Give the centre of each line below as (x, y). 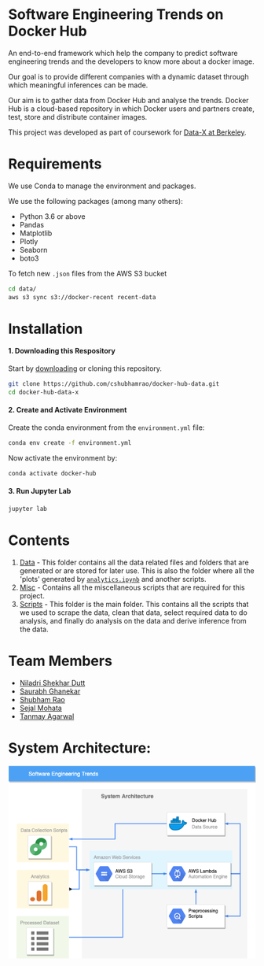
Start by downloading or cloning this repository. (85, 368)
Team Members (60, 661)
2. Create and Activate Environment (68, 410)
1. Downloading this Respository (62, 351)
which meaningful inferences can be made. (78, 85)
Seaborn (33, 250)
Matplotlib (36, 233)
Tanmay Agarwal (47, 716)
